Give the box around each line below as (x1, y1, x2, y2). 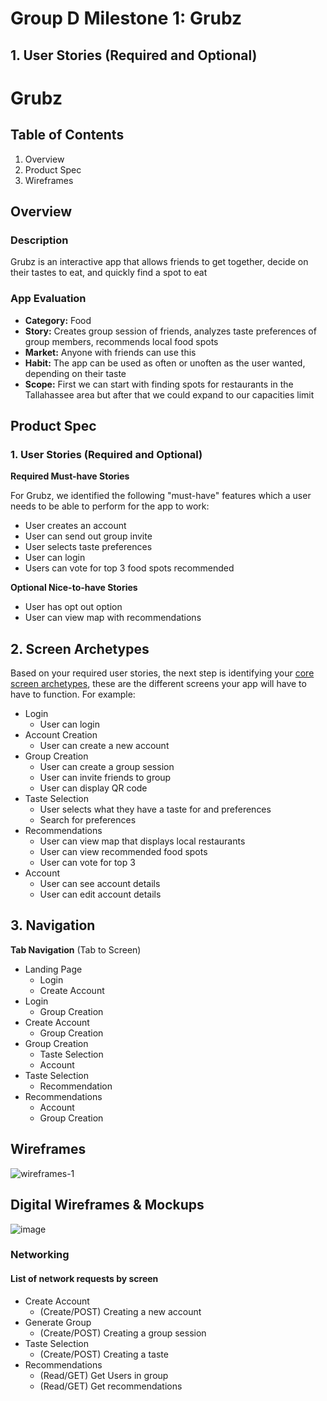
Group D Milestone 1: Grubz (10, 7, 243, 30)
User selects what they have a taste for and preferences (39, 803, 272, 816)
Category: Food (24, 314, 92, 326)
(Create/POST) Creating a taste (39, 1348, 169, 1360)
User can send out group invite (24, 530, 153, 542)
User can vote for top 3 (39, 857, 136, 869)
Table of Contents (10, 127, 125, 144)
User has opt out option (24, 601, 123, 613)
